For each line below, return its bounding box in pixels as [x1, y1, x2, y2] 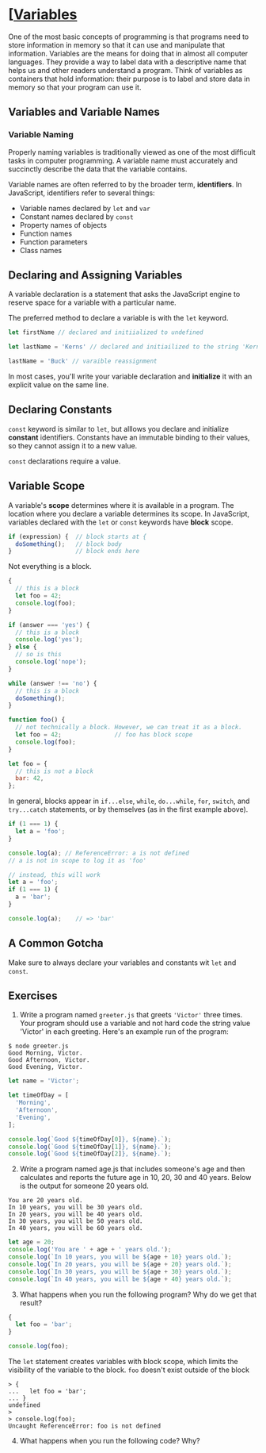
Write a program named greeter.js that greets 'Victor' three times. [19, 1010, 243, 1020]
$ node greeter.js [8, 1042, 69, 1051]
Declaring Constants [8, 403, 112, 417]
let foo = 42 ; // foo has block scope [15, 731, 193, 739]
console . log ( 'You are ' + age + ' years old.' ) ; [8, 1246, 172, 1254]
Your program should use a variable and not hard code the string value [19, 1018, 251, 1028]
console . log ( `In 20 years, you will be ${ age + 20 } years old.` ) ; [8, 1260, 232, 1268]
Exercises [8, 990, 58, 1003]
